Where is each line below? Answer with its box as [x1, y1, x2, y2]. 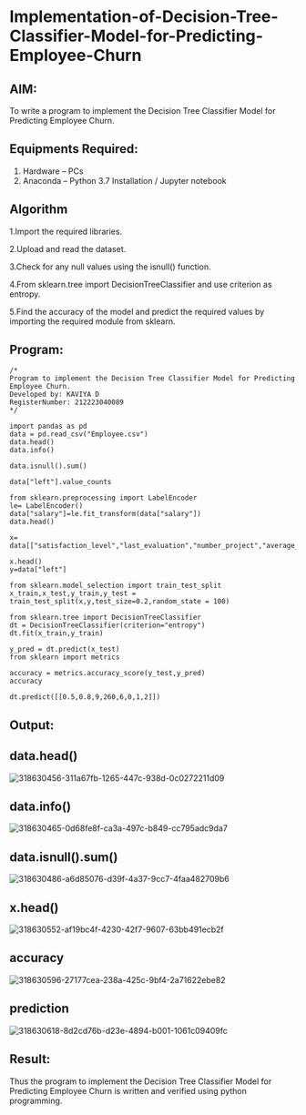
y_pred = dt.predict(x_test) [9, 644, 120, 654]
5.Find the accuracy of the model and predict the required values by [9, 306, 265, 317]
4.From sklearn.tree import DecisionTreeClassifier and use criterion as [9, 279, 272, 289]
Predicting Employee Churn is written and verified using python [9, 1085, 248, 1096]
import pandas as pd [9, 421, 88, 431]
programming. [9, 1095, 63, 1106]
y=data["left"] [9, 565, 67, 574]
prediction [9, 1001, 70, 1017]
